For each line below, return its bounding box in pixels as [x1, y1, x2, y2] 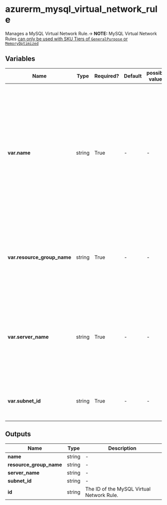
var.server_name [7, 333, 49, 340]
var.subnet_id [7, 397, 41, 404]
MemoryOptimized [5, 41, 39, 46]
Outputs [5, 430, 31, 438]
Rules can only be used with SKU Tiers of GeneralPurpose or [5, 36, 128, 42]
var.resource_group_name [7, 254, 72, 261]
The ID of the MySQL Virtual [85, 485, 151, 492]
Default [124, 72, 142, 79]
